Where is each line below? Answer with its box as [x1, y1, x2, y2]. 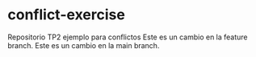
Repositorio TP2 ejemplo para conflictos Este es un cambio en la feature [7, 32, 248, 42]
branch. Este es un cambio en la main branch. [7, 40, 160, 50]
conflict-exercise [7, 6, 126, 24]
